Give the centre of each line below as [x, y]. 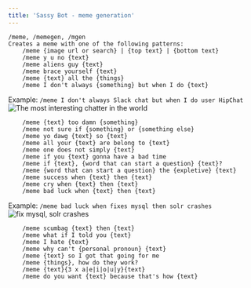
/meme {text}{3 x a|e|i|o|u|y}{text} [84, 269]
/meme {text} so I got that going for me [91, 256]
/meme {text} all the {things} [73, 78]
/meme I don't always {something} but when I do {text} [116, 85]
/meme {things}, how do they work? [80, 262]
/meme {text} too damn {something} [80, 122]
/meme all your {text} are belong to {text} [96, 143]
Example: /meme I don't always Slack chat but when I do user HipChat [126, 100]
